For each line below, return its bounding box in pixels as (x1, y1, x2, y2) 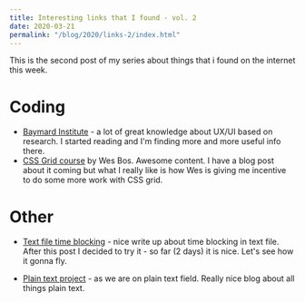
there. (22, 146, 45, 157)
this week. (9, 64, 48, 75)
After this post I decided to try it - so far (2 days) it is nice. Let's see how (22, 246, 294, 257)
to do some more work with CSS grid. (22, 174, 163, 186)
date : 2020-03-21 (9, 22, 75, 31)
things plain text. (22, 283, 85, 294)
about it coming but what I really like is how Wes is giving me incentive (22, 165, 287, 176)
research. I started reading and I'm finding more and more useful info (22, 136, 281, 147)
